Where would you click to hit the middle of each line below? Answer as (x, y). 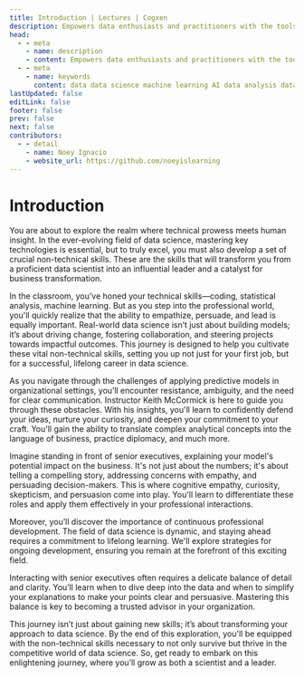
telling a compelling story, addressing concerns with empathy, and (133, 475)
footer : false (36, 110)
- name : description (64, 52)
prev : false (32, 119)
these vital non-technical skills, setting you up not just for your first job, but (149, 354)
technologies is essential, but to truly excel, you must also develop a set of (148, 250)
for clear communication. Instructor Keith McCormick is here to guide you (146, 400)
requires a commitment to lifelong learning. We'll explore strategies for (141, 541)
